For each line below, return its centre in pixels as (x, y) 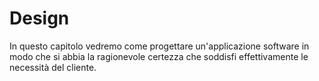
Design (39, 18)
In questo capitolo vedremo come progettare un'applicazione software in (159, 46)
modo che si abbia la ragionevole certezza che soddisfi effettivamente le (159, 56)
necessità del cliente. (53, 67)
